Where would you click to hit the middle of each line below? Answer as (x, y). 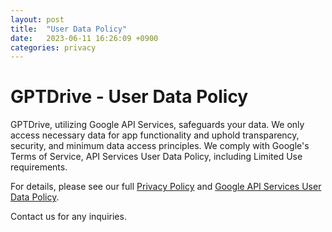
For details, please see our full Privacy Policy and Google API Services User (166, 187)
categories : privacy (53, 47)
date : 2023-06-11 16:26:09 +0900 (84, 38)
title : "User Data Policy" (69, 29)
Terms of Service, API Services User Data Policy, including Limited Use (156, 157)
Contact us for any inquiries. (68, 217)
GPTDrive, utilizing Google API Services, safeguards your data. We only (157, 125)
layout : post (37, 19)
